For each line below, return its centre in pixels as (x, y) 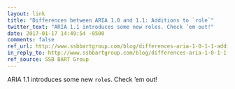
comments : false (31, 40)
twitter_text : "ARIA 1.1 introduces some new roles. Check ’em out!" (111, 27)
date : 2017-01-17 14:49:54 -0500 (56, 33)
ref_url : (20, 46)
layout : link (26, 14)
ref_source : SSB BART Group (48, 60)
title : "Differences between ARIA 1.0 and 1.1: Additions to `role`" (111, 20)
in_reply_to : (26, 53)
